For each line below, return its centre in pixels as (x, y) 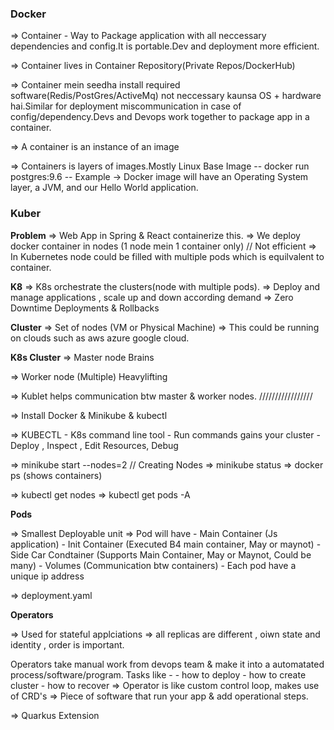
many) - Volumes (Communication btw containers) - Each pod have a (153, 565)
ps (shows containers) (56, 475)
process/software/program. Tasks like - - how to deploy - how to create (158, 674)
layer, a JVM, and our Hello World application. (104, 188)
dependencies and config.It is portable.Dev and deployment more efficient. (165, 46)
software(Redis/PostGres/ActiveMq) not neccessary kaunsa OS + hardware (166, 96)
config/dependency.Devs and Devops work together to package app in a (160, 117)
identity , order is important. (67, 644)
